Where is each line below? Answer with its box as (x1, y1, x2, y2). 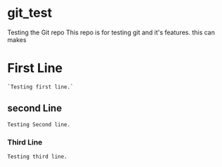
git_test (7, 5, 53, 21)
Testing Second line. (7, 121, 71, 128)
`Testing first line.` (7, 83, 74, 91)
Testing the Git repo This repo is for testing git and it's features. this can (7, 28, 216, 36)
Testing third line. (7, 153, 68, 160)
